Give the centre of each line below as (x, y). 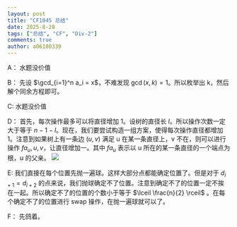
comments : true (30, 40)
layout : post (27, 14)
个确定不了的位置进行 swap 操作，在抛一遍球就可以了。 (88, 202)
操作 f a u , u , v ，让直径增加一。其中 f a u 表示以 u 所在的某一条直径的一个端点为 (119, 149)
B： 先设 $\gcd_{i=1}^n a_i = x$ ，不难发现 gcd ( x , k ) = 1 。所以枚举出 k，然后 (118, 82)
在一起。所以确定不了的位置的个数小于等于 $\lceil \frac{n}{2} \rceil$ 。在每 (116, 193)
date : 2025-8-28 (31, 27)
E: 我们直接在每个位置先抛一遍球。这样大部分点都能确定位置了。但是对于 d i (117, 173)
